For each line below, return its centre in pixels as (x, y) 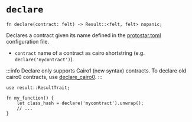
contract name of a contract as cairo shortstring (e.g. (79, 53)
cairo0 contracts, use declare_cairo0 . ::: (54, 77)
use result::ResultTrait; (38, 88)
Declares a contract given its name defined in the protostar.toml (84, 35)
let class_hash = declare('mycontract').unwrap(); (80, 103)
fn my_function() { (30, 98)
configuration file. (27, 41)
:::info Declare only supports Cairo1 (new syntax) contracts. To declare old (96, 70)
